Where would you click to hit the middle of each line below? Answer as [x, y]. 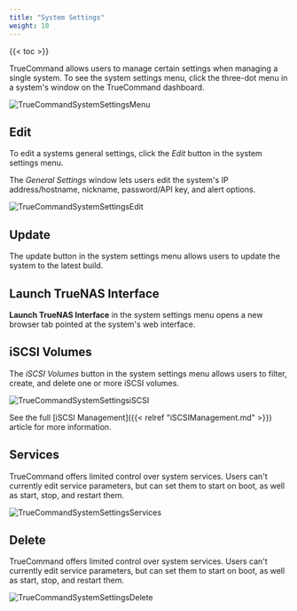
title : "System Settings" [57, 17]
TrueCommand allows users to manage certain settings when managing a [144, 68]
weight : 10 [29, 26]
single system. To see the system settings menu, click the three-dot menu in [148, 77]
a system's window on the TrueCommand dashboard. [107, 87]
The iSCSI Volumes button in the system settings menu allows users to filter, [148, 373]
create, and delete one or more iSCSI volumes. [94, 383]
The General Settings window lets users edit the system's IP [119, 180]
